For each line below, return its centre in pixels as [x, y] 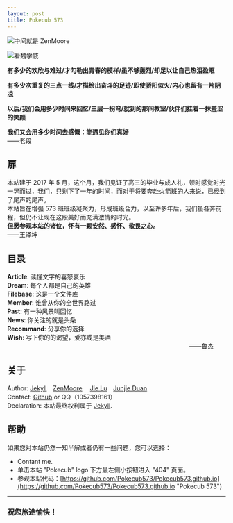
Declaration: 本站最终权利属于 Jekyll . [60, 405]
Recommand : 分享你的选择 [46, 329]
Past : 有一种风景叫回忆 [40, 312]
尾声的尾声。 [31, 200]
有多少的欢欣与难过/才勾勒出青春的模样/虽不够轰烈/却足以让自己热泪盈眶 [111, 70]
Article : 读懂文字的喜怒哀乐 [46, 277]
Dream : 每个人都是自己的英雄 [49, 285]
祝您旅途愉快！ [32, 512]
